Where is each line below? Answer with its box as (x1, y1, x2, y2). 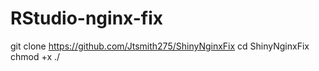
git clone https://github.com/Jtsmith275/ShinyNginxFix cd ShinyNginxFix (10, 40, 310, 52)
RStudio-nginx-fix (10, 7, 163, 30)
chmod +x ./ (10, 50, 61, 62)
